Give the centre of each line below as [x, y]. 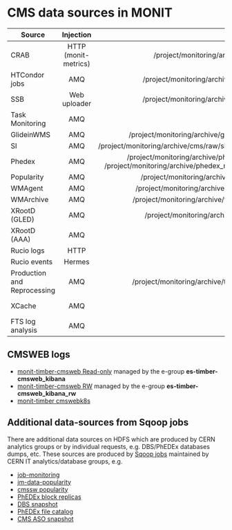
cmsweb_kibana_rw [47, 393]
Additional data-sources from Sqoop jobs [98, 422]
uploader [77, 103]
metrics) [77, 64]
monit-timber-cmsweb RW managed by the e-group [91, 386]
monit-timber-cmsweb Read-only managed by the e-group [101, 371]
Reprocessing [33, 290]
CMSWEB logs [39, 355]
